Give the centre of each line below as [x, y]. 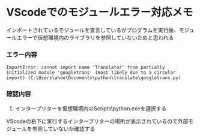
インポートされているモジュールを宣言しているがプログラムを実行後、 [92, 30]
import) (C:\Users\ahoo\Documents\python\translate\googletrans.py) [94, 78]
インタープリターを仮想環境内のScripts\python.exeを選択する [91, 108]
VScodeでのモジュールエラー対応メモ [100, 12]
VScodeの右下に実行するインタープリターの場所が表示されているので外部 [97, 121]
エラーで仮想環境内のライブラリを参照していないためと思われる [95, 37]
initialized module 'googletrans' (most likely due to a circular [91, 73]
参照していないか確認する [64, 128]
